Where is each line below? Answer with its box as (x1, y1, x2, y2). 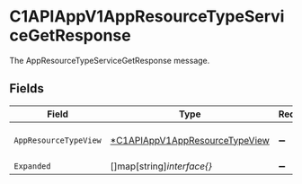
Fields (9, 81, 45, 96)
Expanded (13, 161, 51, 171)
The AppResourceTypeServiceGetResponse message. (9, 55, 210, 66)
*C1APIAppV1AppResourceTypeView (110, 134, 270, 146)
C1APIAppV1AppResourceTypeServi (9, 6, 285, 27)
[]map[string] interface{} (110, 160, 213, 172)
